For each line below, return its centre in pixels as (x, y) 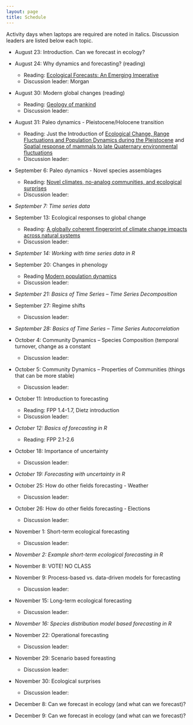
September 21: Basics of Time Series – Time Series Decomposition (96, 294)
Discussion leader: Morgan (56, 81)
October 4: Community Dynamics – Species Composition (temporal (96, 340)
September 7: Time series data (52, 206)
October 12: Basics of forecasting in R (61, 428)
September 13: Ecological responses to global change (80, 217)
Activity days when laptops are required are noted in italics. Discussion (93, 34)
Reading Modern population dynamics (70, 276)
